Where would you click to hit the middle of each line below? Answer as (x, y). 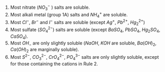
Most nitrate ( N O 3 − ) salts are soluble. (50, 7)
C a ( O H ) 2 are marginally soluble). (44, 50)
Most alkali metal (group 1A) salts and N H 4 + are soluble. (69, 15)
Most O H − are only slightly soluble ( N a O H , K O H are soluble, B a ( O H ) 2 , (83, 43)
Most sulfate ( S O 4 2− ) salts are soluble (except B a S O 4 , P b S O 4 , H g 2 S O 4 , (85, 30)
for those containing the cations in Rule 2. (54, 64)
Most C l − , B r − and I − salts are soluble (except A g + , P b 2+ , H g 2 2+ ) (78, 22)
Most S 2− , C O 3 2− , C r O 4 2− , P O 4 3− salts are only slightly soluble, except (85, 57)
